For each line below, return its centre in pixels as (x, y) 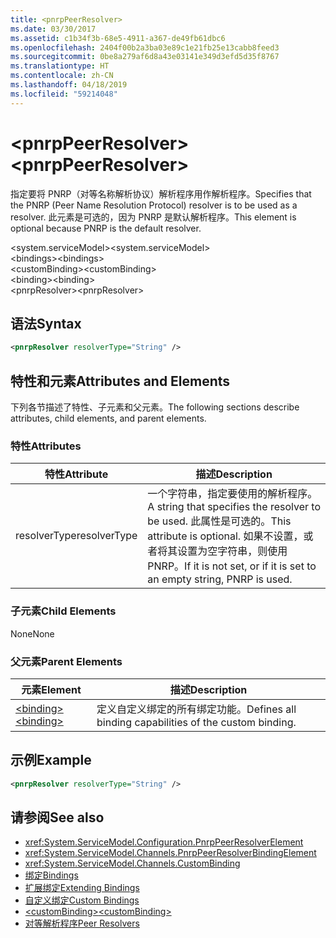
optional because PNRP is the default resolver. (106, 228)
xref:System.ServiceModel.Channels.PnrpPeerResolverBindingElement (170, 853)
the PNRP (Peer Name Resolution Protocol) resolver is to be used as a (154, 205)
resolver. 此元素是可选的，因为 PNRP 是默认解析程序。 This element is (153, 217)
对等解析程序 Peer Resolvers (82, 923)
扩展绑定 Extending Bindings (82, 888)
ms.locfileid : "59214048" (64, 94)
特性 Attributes (46, 446)
